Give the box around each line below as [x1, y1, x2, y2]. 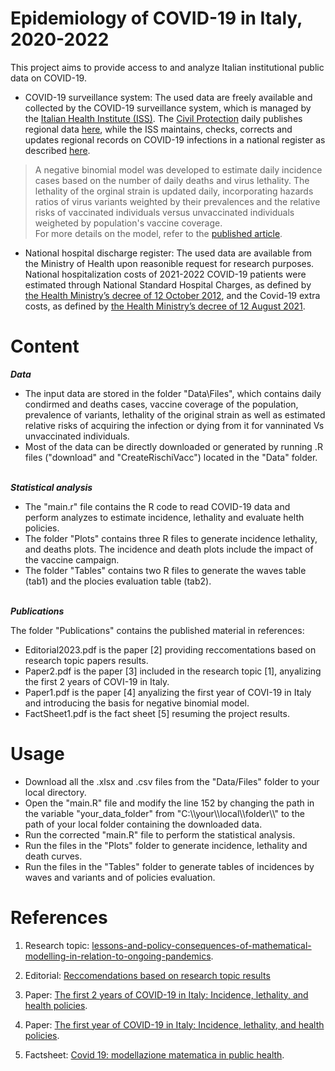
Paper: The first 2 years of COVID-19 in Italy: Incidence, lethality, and [24, 988, 309, 1001]
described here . [24, 144, 91, 156]
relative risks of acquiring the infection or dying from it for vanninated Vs [24, 419, 325, 431]
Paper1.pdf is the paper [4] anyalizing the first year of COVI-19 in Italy [24, 686, 312, 698]
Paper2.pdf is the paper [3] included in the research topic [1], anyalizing [24, 665, 322, 677]
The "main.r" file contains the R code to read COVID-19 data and [24, 500, 291, 512]
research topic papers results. [24, 654, 149, 666]
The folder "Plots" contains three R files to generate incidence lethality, [24, 532, 318, 544]
